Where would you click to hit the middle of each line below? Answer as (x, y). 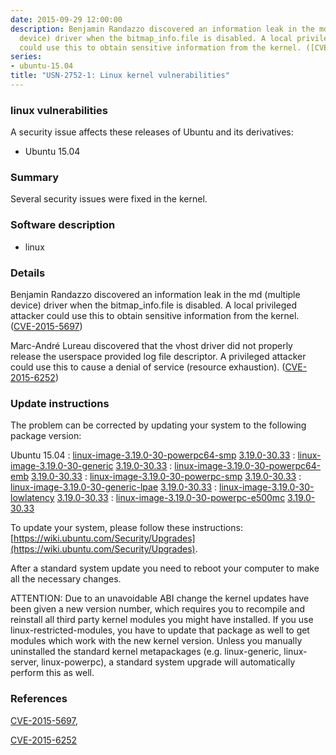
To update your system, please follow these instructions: (126, 528)
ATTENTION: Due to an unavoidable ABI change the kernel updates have (160, 598)
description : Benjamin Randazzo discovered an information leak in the (162, 29)
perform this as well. (52, 673)
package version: (46, 436)
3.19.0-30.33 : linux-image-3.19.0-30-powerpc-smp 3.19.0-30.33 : (166, 477)
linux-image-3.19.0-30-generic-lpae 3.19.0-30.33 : (114, 487)
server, (25, 662)
